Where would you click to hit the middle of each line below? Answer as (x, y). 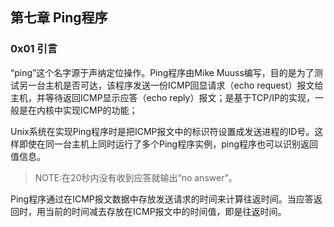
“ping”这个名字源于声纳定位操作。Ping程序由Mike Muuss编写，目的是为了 (162, 72)
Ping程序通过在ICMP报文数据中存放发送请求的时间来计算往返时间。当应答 (162, 199)
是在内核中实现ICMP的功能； (78, 110)
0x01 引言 (34, 49)
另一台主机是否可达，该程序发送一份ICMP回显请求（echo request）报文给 (171, 85)
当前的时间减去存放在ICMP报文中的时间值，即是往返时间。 (165, 211)
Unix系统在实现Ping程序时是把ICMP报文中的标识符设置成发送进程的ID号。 (162, 131)
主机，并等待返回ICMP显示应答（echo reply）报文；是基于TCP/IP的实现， (162, 97)
